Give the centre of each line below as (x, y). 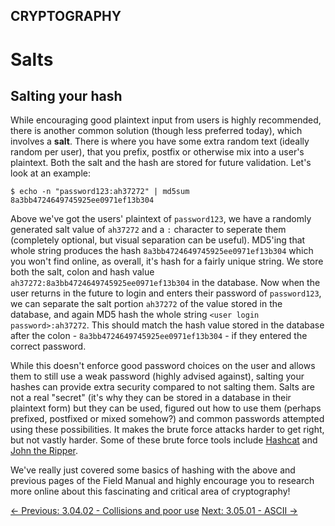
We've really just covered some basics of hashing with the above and (153, 470)
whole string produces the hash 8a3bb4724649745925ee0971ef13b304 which (162, 251)
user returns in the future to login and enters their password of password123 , (166, 293)
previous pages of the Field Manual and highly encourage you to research (162, 481)
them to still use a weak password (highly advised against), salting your (157, 376)
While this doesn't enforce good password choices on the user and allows (163, 366)
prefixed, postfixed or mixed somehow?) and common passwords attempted (167, 419)
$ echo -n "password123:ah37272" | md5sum (100, 192)
